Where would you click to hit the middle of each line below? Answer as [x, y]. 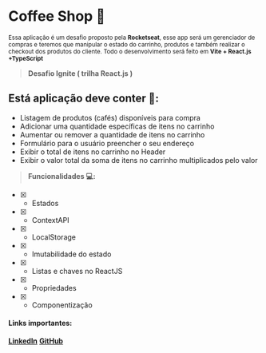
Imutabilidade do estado [71, 254]
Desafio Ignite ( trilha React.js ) [80, 73]
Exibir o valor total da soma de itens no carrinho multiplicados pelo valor [139, 160]
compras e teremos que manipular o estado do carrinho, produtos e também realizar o [127, 44]
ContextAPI [50, 220]
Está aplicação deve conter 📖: [84, 99]
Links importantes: [40, 323]
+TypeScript [26, 58]
